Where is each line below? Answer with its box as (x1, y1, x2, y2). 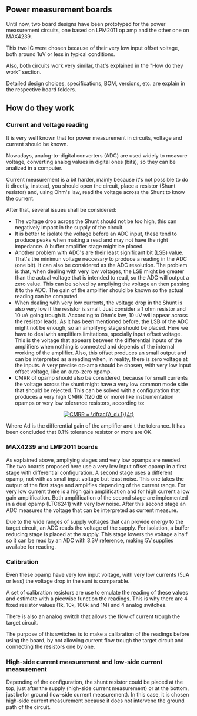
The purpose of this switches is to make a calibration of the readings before (6, 630, 190, 638)
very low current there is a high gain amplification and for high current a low (6, 488, 190, 495)
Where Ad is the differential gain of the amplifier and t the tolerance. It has (6, 422, 186, 429)
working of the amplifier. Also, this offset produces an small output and (14, 349, 187, 356)
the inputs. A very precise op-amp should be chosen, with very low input (14, 362, 191, 369)
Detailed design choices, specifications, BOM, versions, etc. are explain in (6, 80, 185, 87)
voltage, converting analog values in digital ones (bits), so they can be (6, 158, 176, 165)
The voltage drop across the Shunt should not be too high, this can (14, 218, 177, 225)
